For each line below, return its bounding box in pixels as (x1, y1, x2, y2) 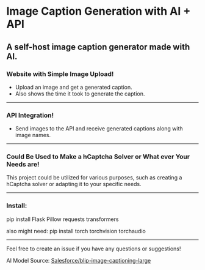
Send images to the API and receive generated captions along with (15, 125, 183, 132)
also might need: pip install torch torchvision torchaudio (6, 227, 146, 234)
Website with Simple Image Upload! (6, 69, 114, 78)
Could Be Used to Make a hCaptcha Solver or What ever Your (6, 152, 190, 161)
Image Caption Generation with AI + (6, 4, 191, 18)
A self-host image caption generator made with (6, 42, 190, 52)
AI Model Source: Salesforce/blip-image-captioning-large (6, 257, 151, 264)
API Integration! (6, 111, 54, 119)
